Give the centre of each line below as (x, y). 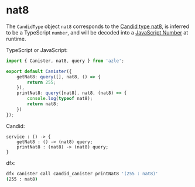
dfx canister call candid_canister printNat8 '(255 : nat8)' (82, 174)
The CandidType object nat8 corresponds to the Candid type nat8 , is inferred (97, 26)
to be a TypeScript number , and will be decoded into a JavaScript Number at (97, 32)
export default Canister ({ (39, 71)
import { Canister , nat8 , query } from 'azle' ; (65, 61)
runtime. (16, 39)
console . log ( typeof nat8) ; (60, 99)
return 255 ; (42, 82)
